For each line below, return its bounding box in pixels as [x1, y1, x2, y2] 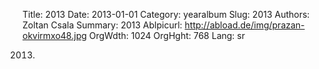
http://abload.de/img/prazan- [184, 19, 305, 31]
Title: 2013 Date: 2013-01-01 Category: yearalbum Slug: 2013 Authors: [22, 9, 310, 20]
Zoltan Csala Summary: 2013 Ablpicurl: [22, 19, 183, 31]
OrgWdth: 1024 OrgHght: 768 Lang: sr [88, 30, 245, 41]
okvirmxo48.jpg [22, 30, 87, 41]
